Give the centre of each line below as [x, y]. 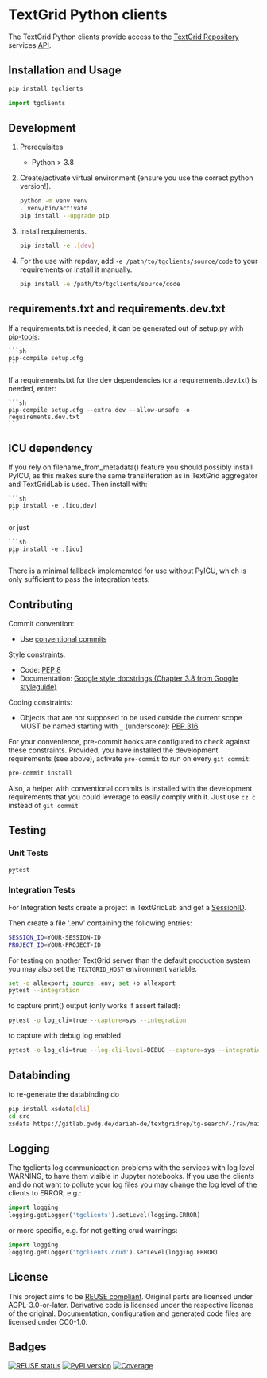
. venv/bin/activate [54, 209]
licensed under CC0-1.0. [48, 1321]
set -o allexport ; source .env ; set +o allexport [92, 983]
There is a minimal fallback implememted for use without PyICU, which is [128, 571]
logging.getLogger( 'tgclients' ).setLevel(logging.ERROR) [104, 1215]
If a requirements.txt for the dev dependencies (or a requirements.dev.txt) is [133, 379]
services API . [30, 45]
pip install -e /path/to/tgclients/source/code [100, 284]
